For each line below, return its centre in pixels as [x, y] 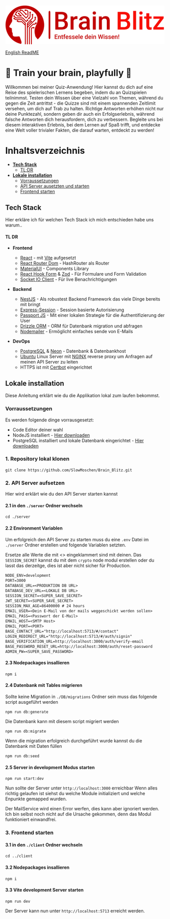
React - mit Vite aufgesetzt [48, 258]
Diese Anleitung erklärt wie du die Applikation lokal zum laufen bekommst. [83, 396]
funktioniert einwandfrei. [31, 819]
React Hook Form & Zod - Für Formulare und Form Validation [83, 274]
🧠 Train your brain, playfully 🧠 [69, 73]
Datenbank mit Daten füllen [34, 746]
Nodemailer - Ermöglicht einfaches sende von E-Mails [76, 332]
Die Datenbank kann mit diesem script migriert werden [62, 721]
